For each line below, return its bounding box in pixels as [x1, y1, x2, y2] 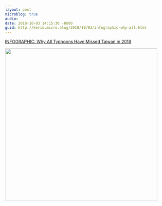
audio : [5, 16, 18, 21]
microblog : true [5, 12, 38, 17]
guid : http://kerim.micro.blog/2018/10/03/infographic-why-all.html [5, 25, 147, 30]
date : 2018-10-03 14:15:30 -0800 [5, 21, 73, 26]
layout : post [5, 7, 32, 12]
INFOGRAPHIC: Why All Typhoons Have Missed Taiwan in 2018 [5, 39, 131, 44]
